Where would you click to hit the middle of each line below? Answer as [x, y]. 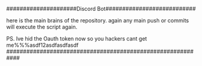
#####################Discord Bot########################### [101, 9]
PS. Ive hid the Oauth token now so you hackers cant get [77, 38]
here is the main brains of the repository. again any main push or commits [98, 20]
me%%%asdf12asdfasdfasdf [43, 45]
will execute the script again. [42, 27]
